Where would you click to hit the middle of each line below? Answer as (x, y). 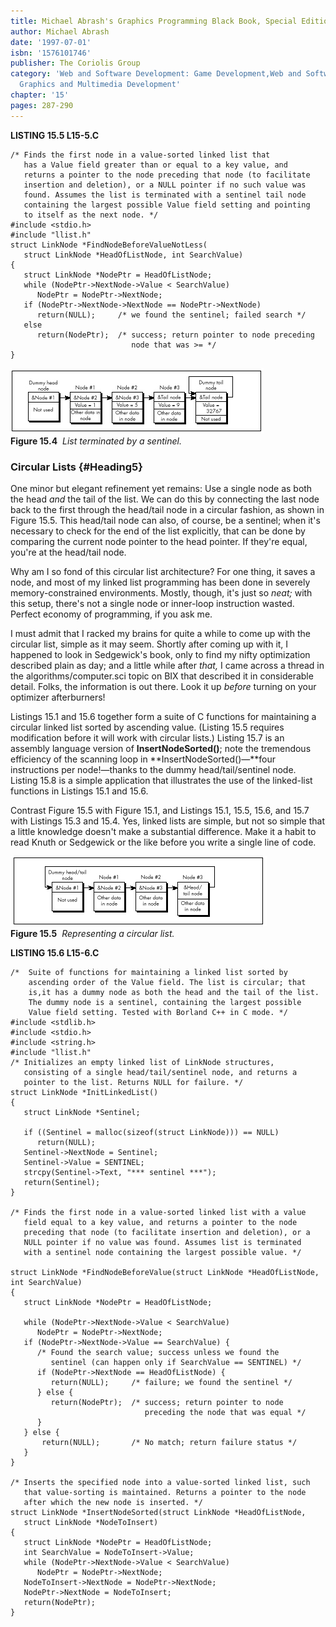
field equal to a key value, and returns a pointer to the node (160, 1222)
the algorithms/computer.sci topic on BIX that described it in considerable (162, 676)
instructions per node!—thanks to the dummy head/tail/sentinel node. (153, 769)
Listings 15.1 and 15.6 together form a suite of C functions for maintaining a (163, 716)
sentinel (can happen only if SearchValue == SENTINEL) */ (176, 1362)
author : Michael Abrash (60, 31)
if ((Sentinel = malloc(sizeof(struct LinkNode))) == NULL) (151, 1132)
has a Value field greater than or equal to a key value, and (155, 165)
